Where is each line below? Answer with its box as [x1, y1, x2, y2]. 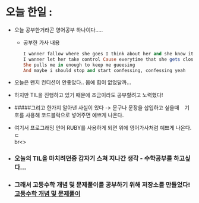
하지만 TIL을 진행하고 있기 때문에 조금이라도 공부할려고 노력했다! [14, 92, 163, 99]
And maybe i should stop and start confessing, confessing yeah [23, 67, 186, 73]
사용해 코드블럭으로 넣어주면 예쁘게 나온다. [25, 111, 124, 119]
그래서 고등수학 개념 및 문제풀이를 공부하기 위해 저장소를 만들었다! [14, 181, 191, 189]
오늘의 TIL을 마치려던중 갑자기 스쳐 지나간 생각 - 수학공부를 [14, 154, 173, 163]
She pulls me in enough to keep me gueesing [23, 62, 135, 68]
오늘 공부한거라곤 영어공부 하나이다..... [14, 26, 103, 33]
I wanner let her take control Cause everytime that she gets [23, 56, 181, 63]
